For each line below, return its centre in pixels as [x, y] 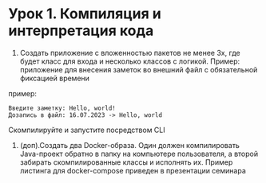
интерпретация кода [81, 31]
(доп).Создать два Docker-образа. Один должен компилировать [129, 145]
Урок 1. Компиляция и [85, 14]
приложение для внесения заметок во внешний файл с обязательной [139, 69]
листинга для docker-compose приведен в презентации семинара [133, 170]
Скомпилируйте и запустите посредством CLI [87, 130]
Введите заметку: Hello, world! [62, 108]
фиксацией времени [55, 78]
